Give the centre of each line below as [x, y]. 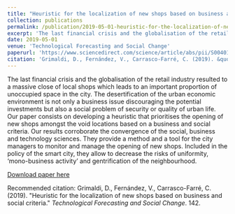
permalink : [23, 27]
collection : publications [45, 20]
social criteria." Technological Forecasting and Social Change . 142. [104, 203]
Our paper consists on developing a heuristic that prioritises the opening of [115, 116]
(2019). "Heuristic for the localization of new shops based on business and [115, 195]
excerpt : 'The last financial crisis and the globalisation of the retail [119, 33]
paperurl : [22, 53]
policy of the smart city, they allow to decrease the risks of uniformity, [108, 153]
